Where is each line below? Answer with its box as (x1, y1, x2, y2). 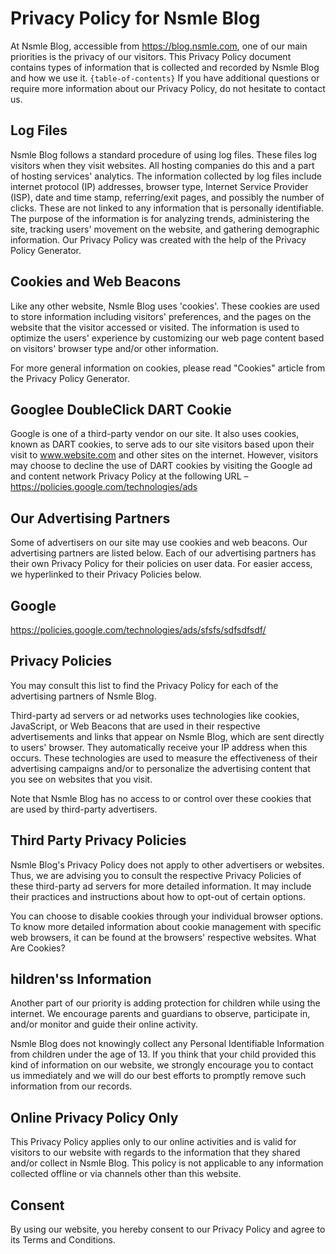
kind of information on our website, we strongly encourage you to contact (10, 1059, 314, 1071)
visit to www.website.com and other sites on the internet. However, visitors (10, 449, 319, 461)
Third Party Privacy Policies (10, 832, 187, 849)
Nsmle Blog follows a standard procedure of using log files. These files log (10, 148, 318, 161)
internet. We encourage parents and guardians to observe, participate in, (10, 1008, 311, 1020)
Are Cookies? (10, 942, 66, 954)
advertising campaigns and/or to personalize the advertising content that (10, 762, 311, 774)
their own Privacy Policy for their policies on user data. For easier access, (10, 558, 313, 570)
